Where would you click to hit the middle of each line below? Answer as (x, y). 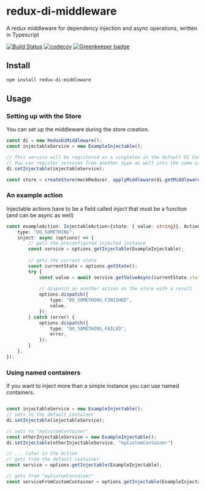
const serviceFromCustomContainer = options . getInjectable (83, 482)
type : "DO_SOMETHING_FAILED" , (88, 329)
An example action (34, 195)
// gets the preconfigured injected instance (87, 243)
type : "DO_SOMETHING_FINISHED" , (91, 300)
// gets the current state (63, 261)
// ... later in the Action (42, 454)
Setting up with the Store (44, 116)
